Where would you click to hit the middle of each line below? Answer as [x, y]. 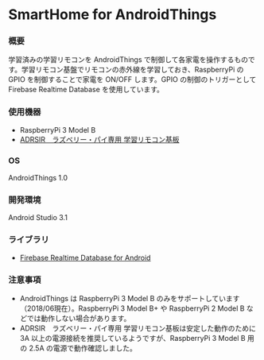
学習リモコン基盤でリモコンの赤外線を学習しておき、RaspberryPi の [132, 70]
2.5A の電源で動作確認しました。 [83, 348]
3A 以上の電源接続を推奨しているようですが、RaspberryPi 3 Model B [132, 338]
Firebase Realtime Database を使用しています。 [86, 90]
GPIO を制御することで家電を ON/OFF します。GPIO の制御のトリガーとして [132, 79]
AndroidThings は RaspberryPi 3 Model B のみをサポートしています [130, 298]
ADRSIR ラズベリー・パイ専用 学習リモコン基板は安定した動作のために [138, 328]
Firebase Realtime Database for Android [85, 257]
